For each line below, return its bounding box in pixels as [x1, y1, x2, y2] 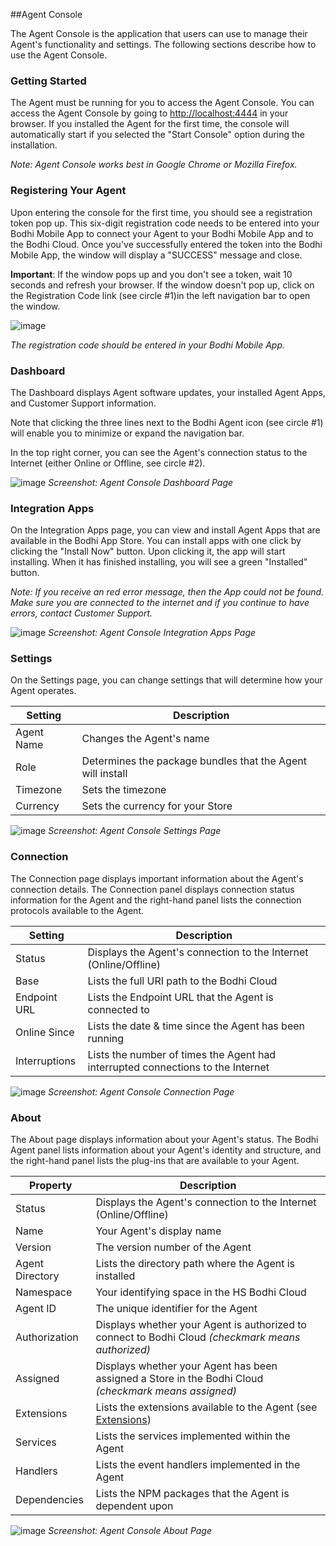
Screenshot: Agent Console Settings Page [48, 825, 222, 837]
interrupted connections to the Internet [87, 1060, 270, 1074]
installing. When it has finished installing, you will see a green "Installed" [10, 556, 308, 568]
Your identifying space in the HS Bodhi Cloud [95, 1285, 307, 1299]
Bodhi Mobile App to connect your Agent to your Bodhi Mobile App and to [10, 227, 314, 239]
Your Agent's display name [95, 1224, 222, 1238]
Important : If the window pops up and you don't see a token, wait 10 [10, 268, 293, 280]
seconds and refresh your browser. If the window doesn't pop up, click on [10, 279, 315, 291]
